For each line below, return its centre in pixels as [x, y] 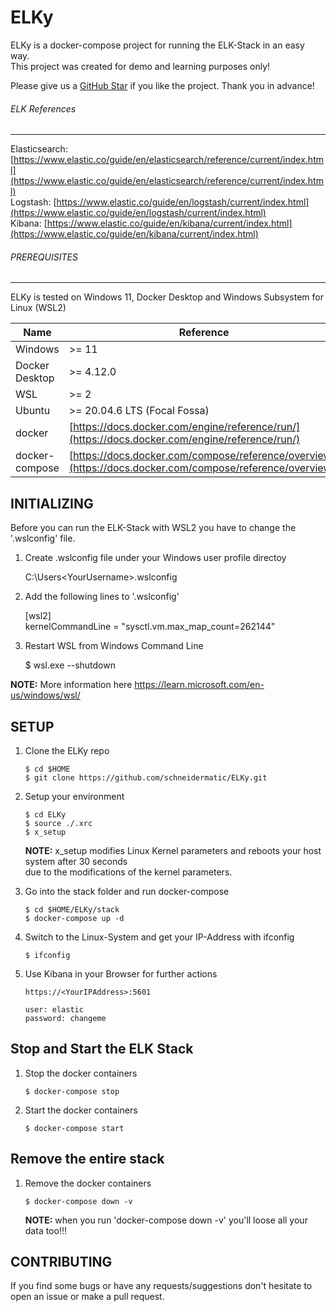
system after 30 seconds [76, 861]
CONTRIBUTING [61, 1261]
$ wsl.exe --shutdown [70, 665]
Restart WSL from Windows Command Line [114, 646]
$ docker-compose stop [72, 1091]
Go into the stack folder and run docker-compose [127, 891]
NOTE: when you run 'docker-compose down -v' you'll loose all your [166, 1220]
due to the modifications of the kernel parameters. [128, 872]
